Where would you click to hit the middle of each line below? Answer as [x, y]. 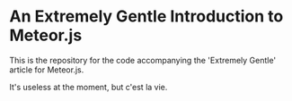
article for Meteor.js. [47, 70]
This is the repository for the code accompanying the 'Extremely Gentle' [143, 60]
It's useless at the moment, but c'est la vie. [88, 87]
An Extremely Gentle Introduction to [146, 17]
